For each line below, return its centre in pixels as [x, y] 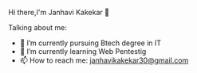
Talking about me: [38, 27]
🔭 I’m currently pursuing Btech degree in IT [91, 43]
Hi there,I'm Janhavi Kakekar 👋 [59, 12]
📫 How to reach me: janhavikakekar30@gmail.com [104, 60]
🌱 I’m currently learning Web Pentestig [83, 51]
